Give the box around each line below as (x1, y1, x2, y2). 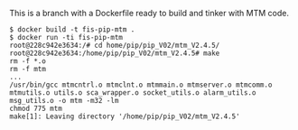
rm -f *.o (9, 57, 47, 66)
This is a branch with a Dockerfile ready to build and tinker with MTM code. (9, 8, 290, 18)
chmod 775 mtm (9, 104, 63, 113)
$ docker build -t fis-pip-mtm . (9, 25, 135, 34)
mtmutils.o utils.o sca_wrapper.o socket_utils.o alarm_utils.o (9, 88, 256, 97)
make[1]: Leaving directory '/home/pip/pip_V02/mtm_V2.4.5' (9, 112, 241, 121)
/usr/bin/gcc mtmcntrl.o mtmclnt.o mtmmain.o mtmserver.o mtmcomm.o (9, 80, 273, 89)
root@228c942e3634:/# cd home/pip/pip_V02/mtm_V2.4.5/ (9, 41, 220, 50)
